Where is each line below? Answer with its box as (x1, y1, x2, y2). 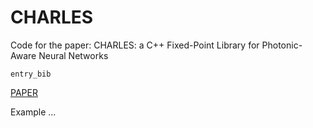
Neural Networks (38, 49, 109, 61)
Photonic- (261, 39, 303, 51)
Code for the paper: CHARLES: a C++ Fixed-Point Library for (10, 39, 260, 51)
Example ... (10, 106, 57, 118)
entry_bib (10, 69, 52, 79)
